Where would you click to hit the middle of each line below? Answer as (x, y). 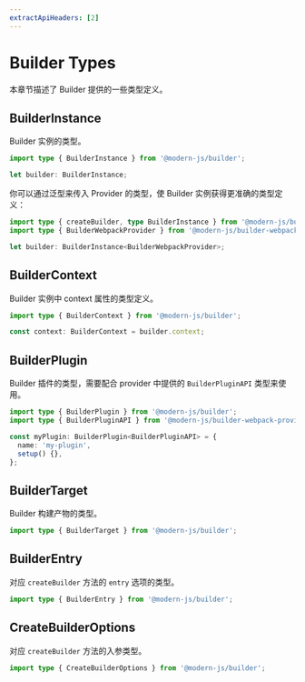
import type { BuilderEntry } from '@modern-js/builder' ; (121, 599)
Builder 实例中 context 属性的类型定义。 (84, 298)
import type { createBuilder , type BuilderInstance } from (123, 222)
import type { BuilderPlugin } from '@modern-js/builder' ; (123, 412)
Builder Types (63, 62)
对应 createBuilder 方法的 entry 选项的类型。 (94, 582)
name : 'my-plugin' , (54, 445)
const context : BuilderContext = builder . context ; (107, 332)
